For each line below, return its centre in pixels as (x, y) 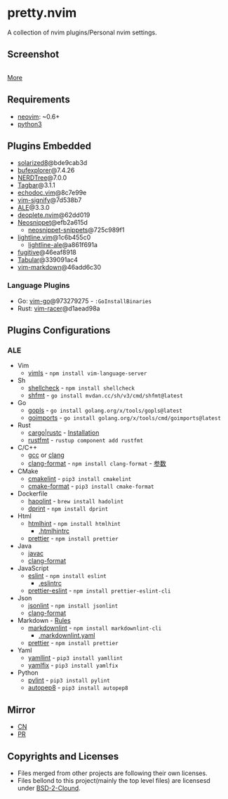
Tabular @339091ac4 (48, 260)
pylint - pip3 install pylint (69, 680)
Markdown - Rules (44, 621)
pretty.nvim (42, 13)
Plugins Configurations (59, 330)
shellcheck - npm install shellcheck (81, 388)
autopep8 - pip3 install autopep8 (78, 688)
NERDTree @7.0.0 (42, 178)
